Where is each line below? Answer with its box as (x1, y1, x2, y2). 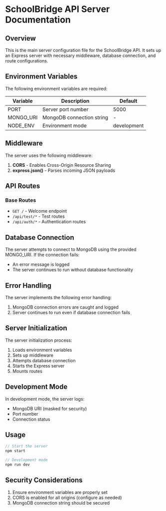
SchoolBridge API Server (5, 3, 110, 15)
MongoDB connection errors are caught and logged (12, 304, 119, 310)
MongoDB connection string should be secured (12, 500, 110, 506)
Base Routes (5, 196, 36, 203)
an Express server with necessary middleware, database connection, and (5, 52, 156, 58)
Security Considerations (5, 476, 83, 485)
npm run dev (5, 462, 30, 467)
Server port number (42, 106, 89, 113)
